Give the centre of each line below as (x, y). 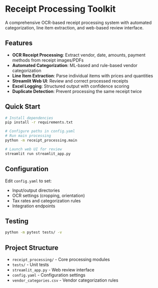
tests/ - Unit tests (30, 265)
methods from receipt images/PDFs (48, 60)
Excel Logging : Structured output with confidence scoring (71, 86)
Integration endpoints (34, 206)
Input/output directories (36, 190)
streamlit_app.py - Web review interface (53, 270)
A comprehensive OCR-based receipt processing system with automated (79, 22)
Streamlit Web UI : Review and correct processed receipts (70, 81)
